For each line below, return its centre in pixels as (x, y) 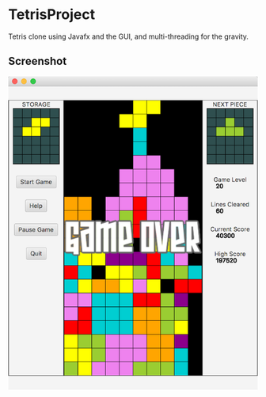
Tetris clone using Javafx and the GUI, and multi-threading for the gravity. (129, 36)
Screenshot (38, 61)
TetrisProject (52, 15)
